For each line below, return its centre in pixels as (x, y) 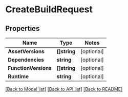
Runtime (18, 76)
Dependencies (26, 60)
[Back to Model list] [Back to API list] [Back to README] (64, 89)
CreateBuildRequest (49, 9)
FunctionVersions (30, 68)
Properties (23, 28)
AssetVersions (26, 51)
